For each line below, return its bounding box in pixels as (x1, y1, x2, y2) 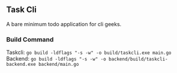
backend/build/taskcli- (108, 56, 168, 62)
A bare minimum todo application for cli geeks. (6, 20, 122, 27)
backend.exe (6, 62, 36, 68)
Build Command (6, 35, 54, 43)
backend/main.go (38, 62, 79, 68)
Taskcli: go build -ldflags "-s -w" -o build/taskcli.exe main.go (6, 49, 172, 56)
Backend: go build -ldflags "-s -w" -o (6, 55, 106, 62)
